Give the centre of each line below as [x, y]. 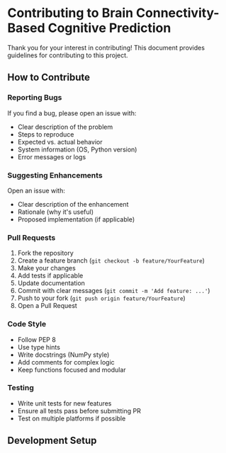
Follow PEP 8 [37, 339]
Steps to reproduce [46, 134]
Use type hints [39, 347]
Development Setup [52, 441]
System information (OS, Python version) [77, 149]
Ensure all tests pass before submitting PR [79, 411]
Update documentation [51, 283]
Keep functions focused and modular [72, 369]
